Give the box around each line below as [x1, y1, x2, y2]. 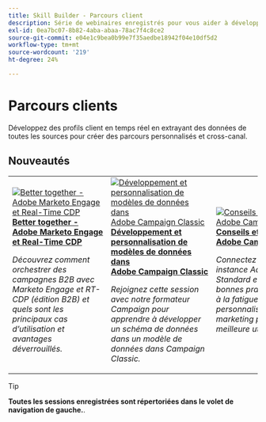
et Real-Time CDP [12, 236, 82, 247]
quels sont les [12, 303, 64, 314]
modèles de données [110, 246, 192, 257]
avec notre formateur [110, 294, 190, 305]
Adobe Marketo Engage [12, 226, 104, 238]
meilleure [215, 323, 251, 334]
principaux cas [12, 314, 68, 325]
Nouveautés [8, 154, 70, 168]
